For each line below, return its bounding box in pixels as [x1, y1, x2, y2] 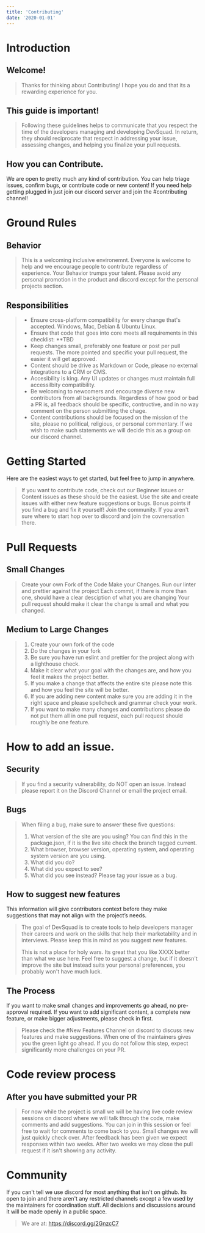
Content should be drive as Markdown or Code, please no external [30, 362, 198, 369]
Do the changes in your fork [30, 647, 101, 654]
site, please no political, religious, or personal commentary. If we [30, 420, 193, 427]
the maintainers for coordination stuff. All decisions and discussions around [6, 1201, 196, 1209]
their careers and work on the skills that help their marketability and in [21, 930, 197, 937]
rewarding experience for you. [21, 88, 98, 95]
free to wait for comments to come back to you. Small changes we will [21, 1127, 198, 1135]
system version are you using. [30, 852, 106, 859]
